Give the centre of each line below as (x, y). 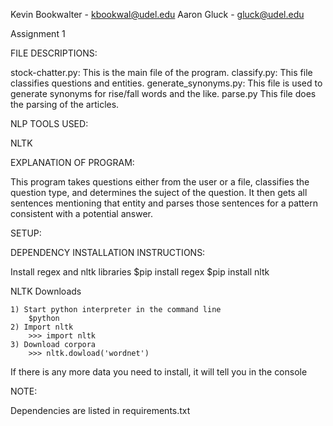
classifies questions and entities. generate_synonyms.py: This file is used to (166, 83)
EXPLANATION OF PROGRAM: (72, 162)
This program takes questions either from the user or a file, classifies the (160, 182)
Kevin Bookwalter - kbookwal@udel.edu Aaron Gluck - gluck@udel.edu (157, 14)
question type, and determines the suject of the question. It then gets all (159, 192)
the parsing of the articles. (65, 104)
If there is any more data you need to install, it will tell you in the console (159, 372)
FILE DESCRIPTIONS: (54, 53)
